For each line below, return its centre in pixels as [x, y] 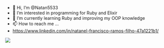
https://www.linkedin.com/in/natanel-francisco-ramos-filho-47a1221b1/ [85, 31]
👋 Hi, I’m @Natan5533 [35, 8]
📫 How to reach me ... [35, 24]
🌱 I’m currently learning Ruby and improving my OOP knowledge [78, 18]
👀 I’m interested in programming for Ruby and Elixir [65, 13]
